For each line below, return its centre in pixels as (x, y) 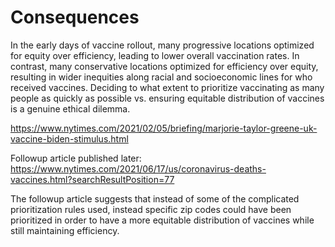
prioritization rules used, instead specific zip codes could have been (151, 209)
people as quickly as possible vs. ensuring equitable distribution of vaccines (167, 98)
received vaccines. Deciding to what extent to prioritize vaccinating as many (167, 87)
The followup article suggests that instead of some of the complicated (155, 198)
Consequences (75, 17)
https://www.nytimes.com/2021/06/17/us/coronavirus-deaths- (138, 168)
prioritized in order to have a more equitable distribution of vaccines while (162, 220)
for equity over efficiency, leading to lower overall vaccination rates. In (155, 55)
